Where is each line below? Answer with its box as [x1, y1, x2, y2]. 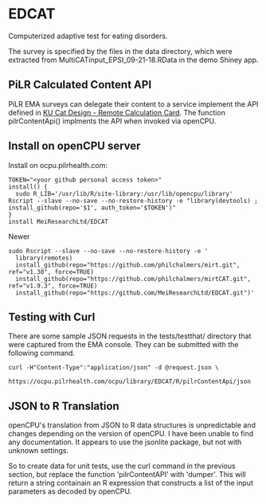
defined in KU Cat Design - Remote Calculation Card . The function [8, 107, 225, 117]
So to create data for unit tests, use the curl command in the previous [8, 461, 237, 471]
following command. [8, 348, 76, 358]
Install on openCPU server [8, 139, 141, 153]
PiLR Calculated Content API [8, 78, 152, 92]
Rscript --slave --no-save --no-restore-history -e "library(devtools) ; [8, 197, 259, 205]
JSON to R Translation [8, 399, 119, 412]
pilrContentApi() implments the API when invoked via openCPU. [8, 116, 217, 126]
